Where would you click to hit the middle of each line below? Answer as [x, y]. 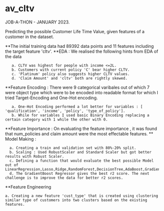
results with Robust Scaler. [35, 156]
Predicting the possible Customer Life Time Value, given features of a [75, 31]
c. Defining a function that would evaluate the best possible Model [82, 161]
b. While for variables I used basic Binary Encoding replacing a [81, 115]
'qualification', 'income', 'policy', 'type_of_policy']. [65, 111]
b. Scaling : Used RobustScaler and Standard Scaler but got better [81, 152]
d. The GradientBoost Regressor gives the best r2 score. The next [80, 173]
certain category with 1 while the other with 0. [57, 119]
